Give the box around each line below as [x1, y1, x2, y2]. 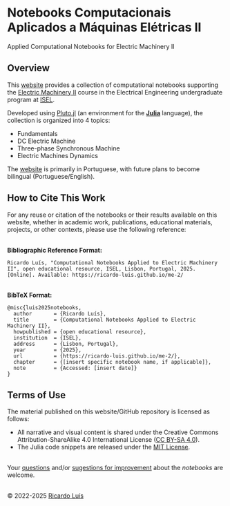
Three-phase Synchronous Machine [17, 144, 120, 153]
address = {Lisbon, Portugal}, [13, 340, 119, 347]
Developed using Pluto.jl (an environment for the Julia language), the [7, 108, 204, 117]
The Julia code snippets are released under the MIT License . [17, 443, 191, 451]
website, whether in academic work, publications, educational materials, [7, 217, 213, 226]
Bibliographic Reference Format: [7, 246, 102, 254]
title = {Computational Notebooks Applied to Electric [13, 316, 196, 323]
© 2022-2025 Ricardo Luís [7, 492, 84, 500]
